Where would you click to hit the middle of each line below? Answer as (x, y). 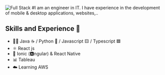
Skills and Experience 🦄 (43, 29)
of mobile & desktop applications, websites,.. (52, 13)
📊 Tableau (24, 59)
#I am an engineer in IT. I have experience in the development (96, 8)
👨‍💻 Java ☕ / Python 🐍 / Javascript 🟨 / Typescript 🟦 (67, 41)
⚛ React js (23, 48)
